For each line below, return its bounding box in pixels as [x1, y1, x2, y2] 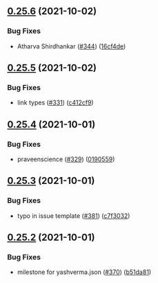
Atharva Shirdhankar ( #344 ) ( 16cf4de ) [17, 42, 126, 51]
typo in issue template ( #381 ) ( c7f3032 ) [17, 211, 130, 220]
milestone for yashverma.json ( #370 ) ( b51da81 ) [17, 268, 152, 276]
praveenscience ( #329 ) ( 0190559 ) [17, 155, 115, 163]
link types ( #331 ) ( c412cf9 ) [17, 98, 95, 107]
